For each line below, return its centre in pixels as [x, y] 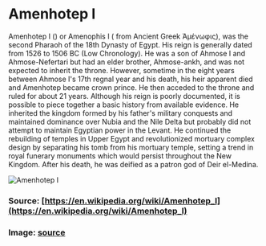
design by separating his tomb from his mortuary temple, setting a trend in [131, 147]
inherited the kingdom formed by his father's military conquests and [121, 113]
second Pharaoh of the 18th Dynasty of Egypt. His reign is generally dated [130, 44]
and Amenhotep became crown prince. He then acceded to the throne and [131, 87]
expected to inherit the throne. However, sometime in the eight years [121, 70]
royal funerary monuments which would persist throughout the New [120, 156]
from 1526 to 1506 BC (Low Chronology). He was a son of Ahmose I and [127, 53]
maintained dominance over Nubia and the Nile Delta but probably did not [130, 121]
